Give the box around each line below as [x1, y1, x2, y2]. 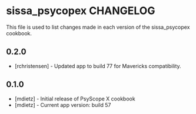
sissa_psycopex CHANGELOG [6, 4, 155, 18]
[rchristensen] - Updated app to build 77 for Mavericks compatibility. [14, 62, 181, 69]
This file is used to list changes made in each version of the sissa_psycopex [6, 24, 190, 31]
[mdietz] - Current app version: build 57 [14, 101, 111, 108]
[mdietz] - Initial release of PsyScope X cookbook [14, 95, 135, 102]
